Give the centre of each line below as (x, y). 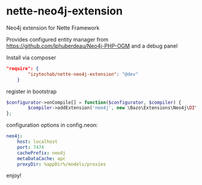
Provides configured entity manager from (57, 39)
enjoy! (14, 175)
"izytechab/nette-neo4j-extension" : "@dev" (83, 74)
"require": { (23, 68)
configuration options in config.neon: (52, 125)
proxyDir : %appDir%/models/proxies (62, 164)
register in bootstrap (32, 91)
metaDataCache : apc (41, 158)
